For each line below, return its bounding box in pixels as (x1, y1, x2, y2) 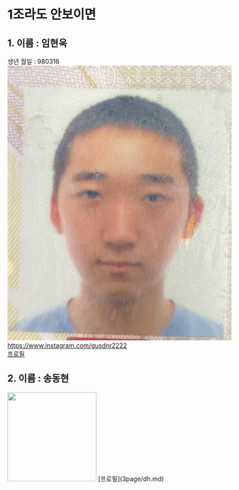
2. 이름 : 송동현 (7, 373, 70, 385)
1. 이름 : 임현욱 (7, 37, 68, 49)
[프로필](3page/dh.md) (97, 474, 164, 483)
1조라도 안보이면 (7, 6, 97, 23)
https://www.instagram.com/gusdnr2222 (7, 341, 127, 350)
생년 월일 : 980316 (7, 58, 60, 65)
